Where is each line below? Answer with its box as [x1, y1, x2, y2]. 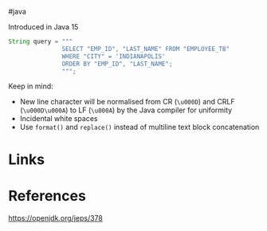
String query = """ [8, 37, 73, 45]
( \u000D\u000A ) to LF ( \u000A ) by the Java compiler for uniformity [19, 105, 233, 115]
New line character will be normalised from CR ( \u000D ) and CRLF [19, 97, 235, 107]
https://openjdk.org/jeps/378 [8, 213, 104, 222]
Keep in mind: [8, 81, 53, 91]
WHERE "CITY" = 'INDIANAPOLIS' [61, 52, 166, 61]
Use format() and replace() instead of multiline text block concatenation [19, 123, 260, 132]
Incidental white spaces [19, 114, 98, 123]
